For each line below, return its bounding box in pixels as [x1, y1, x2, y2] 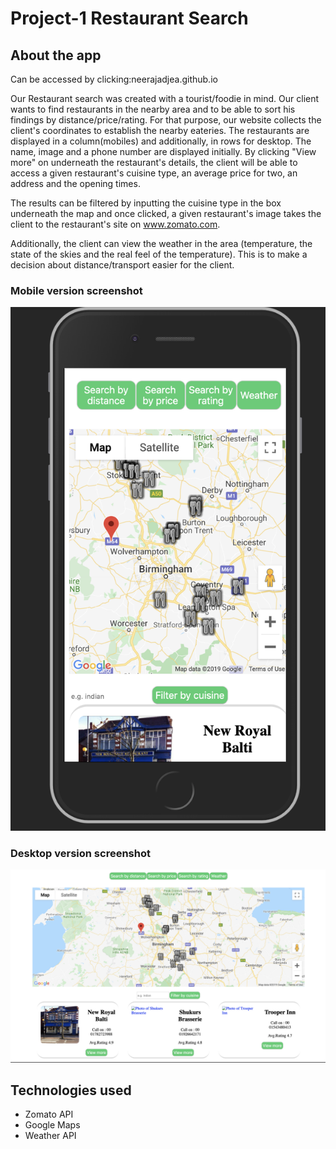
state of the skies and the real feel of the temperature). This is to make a [10, 248, 308, 260]
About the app [10, 47, 102, 64]
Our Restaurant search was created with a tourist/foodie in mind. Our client [10, 93, 320, 104]
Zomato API [24, 1108, 74, 1121]
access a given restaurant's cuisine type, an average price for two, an [10, 167, 298, 179]
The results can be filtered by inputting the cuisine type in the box [10, 197, 282, 209]
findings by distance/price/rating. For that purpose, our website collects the [10, 114, 322, 126]
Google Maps [24, 1119, 81, 1131]
